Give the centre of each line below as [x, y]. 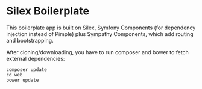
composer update [27, 69]
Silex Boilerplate [48, 11]
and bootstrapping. [30, 40]
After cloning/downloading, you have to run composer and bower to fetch [97, 52]
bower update [23, 80]
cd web [14, 75]
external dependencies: [36, 58]
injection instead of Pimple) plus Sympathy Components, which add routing [100, 34]
